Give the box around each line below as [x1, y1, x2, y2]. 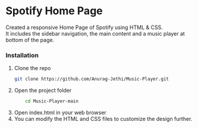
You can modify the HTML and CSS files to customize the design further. [14, 115, 193, 122]
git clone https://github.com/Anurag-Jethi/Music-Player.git [14, 76, 169, 82]
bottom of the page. [5, 36, 55, 43]
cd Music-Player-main [25, 98, 78, 104]
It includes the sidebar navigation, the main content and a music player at [5, 30, 185, 37]
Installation [5, 51, 39, 59]
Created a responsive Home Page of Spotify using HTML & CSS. [5, 24, 163, 31]
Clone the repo [14, 65, 51, 72]
